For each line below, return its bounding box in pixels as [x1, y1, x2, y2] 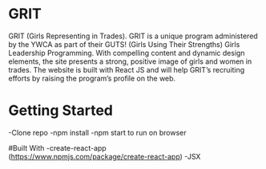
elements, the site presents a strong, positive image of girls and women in [8, 57, 252, 66]
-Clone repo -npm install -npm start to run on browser [8, 128, 187, 137]
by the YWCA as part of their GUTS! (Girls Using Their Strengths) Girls [8, 39, 240, 49]
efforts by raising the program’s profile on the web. [8, 73, 176, 83]
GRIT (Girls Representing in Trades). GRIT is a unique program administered [8, 31, 258, 41]
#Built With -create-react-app [8, 143, 107, 152]
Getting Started [8, 101, 114, 120]
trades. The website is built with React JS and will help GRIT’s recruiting [8, 65, 245, 74]
